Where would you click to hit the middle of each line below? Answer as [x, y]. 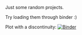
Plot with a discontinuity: [31, 27]
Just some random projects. [35, 7]
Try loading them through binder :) [41, 17]
